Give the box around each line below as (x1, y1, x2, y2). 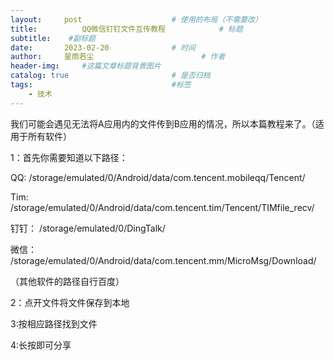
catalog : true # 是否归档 (10, 71, 211, 81)
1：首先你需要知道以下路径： (10, 151, 128, 163)
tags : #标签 (10, 80, 192, 90)
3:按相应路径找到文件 (10, 317, 98, 330)
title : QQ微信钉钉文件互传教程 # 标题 (10, 24, 243, 34)
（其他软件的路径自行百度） (10, 275, 125, 287)
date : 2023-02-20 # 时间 (10, 42, 196, 53)
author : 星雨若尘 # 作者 (10, 52, 226, 62)
